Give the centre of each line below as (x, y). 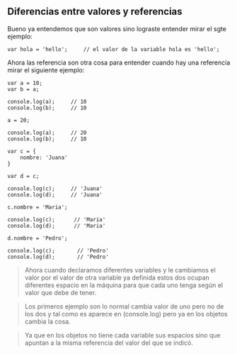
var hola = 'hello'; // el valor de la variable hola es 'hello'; (114, 49)
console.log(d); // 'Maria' (57, 226)
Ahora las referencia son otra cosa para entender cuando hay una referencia (119, 62)
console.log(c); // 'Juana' (55, 188)
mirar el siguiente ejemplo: (46, 70)
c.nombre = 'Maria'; (38, 207)
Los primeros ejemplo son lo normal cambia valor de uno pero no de (124, 306)
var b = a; (23, 89)
